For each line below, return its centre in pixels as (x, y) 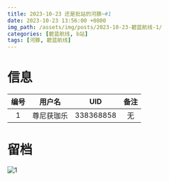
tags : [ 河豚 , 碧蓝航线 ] (39, 40)
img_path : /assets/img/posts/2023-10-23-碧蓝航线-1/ (85, 27)
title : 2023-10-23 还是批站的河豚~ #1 (59, 14)
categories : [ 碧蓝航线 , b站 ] (48, 34)
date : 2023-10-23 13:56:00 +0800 (57, 21)
